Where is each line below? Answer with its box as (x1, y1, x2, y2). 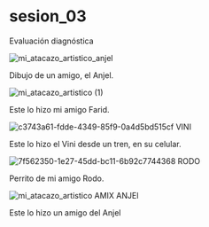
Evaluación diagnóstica (9, 35, 95, 46)
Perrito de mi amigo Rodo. (9, 173, 104, 184)
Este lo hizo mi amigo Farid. (9, 104, 110, 114)
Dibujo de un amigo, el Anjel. (9, 69, 114, 81)
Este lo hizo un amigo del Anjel (9, 207, 121, 218)
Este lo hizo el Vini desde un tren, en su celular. (9, 138, 182, 149)
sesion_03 (9, 6, 87, 27)
